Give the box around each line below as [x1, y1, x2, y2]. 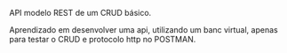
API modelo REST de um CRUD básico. [9, 8, 152, 18]
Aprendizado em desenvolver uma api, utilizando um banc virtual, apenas [9, 25, 278, 34]
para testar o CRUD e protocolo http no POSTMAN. [9, 34, 196, 44]
